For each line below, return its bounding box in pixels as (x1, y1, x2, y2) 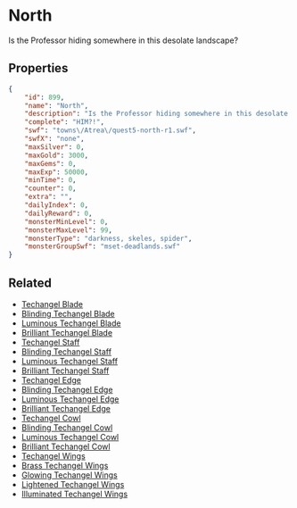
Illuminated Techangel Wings (21, 488, 128, 499)
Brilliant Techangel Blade (21, 327, 113, 337)
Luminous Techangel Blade (21, 318, 121, 329)
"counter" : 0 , (24, 184, 77, 193)
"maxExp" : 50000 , (24, 167, 89, 177)
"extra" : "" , (24, 193, 73, 202)
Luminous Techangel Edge (21, 394, 120, 404)
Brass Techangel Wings (21, 460, 109, 471)
